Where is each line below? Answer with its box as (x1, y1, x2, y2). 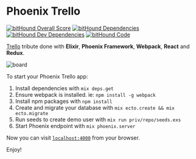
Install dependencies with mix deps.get (15, 84, 114, 92)
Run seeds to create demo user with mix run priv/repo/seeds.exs (15, 116, 181, 123)
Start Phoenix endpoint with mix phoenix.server (15, 122, 136, 129)
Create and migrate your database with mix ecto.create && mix (15, 104, 175, 111)
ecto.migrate (15, 110, 49, 116)
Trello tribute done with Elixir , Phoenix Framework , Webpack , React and (6, 43, 190, 50)
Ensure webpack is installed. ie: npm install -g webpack (15, 91, 156, 98)
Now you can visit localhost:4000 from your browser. (6, 134, 140, 141)
